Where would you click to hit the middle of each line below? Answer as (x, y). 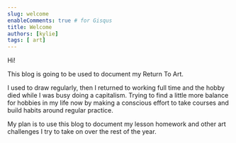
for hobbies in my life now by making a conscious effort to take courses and (118, 103)
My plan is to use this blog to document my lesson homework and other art (117, 124)
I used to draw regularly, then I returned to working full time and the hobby (116, 88)
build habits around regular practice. (60, 110)
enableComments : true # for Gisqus (60, 21)
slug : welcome (28, 14)
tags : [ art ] (27, 40)
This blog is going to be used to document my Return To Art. (96, 74)
